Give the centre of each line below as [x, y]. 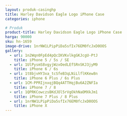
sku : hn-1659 [18, 42]
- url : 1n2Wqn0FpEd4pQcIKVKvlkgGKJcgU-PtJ [54, 55]
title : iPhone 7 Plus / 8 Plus [46, 97]
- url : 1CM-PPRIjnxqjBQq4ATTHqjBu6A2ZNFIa [54, 83]
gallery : [14, 51]
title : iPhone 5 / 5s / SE [42, 60]
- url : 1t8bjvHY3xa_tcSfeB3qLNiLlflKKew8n [54, 74]
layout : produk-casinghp [31, 10]
